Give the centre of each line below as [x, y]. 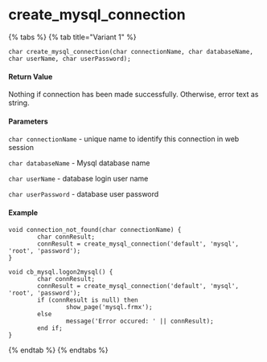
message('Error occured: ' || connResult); [140, 321]
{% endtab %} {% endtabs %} [58, 350]
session [21, 148]
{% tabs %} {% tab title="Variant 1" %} [72, 37]
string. [19, 103]
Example [23, 212]
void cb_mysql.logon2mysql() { [61, 272]
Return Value [31, 76]
